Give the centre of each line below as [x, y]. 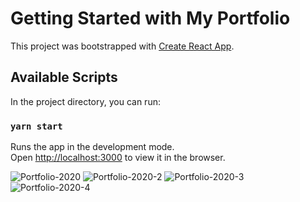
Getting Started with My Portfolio [150, 18]
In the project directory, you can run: [85, 101]
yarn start [36, 126]
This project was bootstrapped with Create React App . [122, 46]
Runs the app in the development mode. [92, 147]
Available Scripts [64, 77]
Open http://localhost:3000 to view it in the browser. [118, 158]
